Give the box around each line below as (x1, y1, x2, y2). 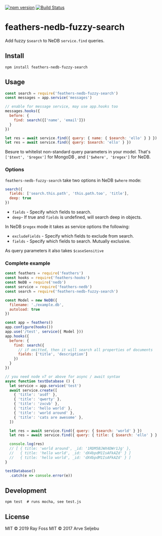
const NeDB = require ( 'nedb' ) (5, 280, 66, 285)
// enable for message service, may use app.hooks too (5, 104, 118, 109)
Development (5, 486, 47, 495)
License (5, 513, 30, 521)
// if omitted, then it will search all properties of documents (17, 347, 153, 352)
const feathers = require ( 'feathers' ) (5, 271, 83, 276)
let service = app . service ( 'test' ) (9, 383, 81, 388)
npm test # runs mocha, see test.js (5, 499, 81, 504)
